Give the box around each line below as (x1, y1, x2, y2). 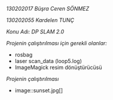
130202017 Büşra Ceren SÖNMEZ (6, 5, 90, 12)
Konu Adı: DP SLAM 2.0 (6, 28, 65, 35)
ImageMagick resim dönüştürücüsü (14, 64, 102, 71)
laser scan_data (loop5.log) (14, 58, 83, 64)
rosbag (14, 51, 33, 58)
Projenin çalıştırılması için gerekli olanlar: (6, 40, 108, 46)
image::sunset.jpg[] (14, 87, 63, 94)
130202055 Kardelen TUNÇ (6, 17, 75, 23)
